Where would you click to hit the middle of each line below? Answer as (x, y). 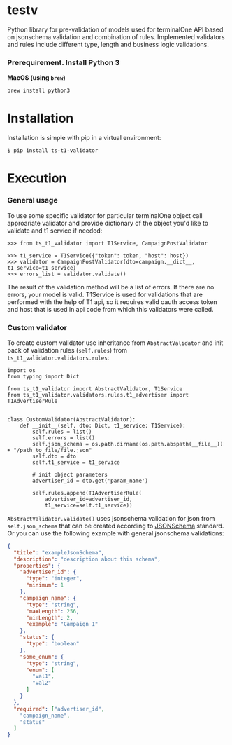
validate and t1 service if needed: (55, 231)
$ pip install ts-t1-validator (53, 151)
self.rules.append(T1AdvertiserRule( (87, 493)
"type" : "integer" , (54, 579)
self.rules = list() (62, 432)
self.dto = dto (55, 456)
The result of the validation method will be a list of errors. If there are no (111, 287)
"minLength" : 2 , (49, 618)
